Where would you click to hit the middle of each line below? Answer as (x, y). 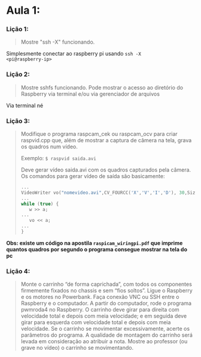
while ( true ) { (40, 204)
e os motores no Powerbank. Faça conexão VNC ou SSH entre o (100, 297)
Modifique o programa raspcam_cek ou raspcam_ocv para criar (99, 134)
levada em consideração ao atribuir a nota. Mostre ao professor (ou (104, 341)
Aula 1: (23, 10)
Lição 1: (17, 29)
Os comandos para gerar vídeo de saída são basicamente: (93, 176)
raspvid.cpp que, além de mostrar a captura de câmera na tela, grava (106, 141)
